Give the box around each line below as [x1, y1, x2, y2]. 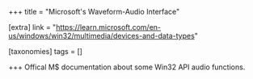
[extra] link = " [8, 23, 57, 31]
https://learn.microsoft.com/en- [55, 23, 162, 31]
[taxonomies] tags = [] [8, 47, 83, 56]
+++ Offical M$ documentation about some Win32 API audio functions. [8, 62, 246, 72]
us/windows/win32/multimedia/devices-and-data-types [8, 31, 196, 40]
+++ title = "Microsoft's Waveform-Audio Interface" [8, 7, 180, 16]
